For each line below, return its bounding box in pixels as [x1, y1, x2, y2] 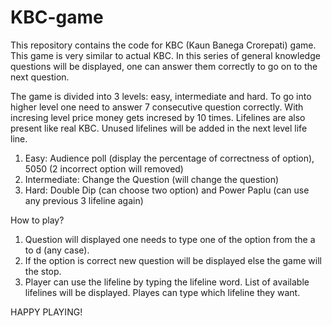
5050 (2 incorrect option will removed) [24, 162, 184, 175]
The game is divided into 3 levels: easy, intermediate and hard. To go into [10, 90, 312, 102]
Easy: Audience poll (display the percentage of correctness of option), [24, 152, 315, 164]
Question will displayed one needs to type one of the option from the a [24, 233, 316, 245]
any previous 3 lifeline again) [24, 194, 144, 206]
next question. [10, 71, 70, 83]
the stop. [24, 265, 62, 277]
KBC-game [10, 6, 104, 29]
